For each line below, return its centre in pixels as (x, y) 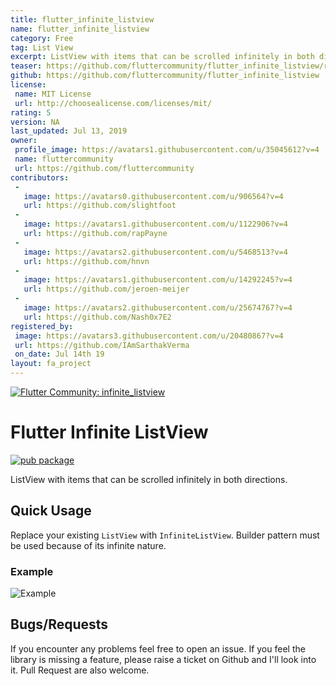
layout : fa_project (51, 364)
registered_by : (42, 326)
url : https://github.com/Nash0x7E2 (97, 317)
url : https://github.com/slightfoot (100, 206)
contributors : (40, 177)
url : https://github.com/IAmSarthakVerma (102, 345)
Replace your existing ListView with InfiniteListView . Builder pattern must (165, 535)
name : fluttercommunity (64, 159)
